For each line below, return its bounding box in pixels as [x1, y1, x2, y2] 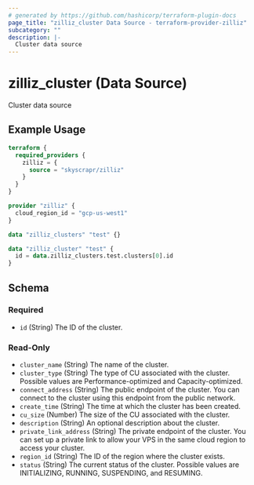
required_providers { [15, 151, 86, 159]
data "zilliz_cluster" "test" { [8, 245, 114, 253]
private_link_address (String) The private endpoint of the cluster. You [19, 427, 247, 436]
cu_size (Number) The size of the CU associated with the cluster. [19, 410, 230, 420]
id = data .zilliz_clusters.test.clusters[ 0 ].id [15, 252, 174, 260]
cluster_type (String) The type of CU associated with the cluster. [19, 368, 230, 377]
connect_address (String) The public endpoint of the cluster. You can [19, 385, 241, 395]
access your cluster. [19, 443, 85, 453]
